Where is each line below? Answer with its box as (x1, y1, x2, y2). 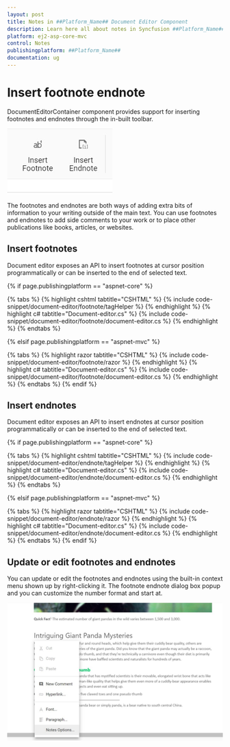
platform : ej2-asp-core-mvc (7, 33, 88, 40)
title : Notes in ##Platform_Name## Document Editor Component (7, 18, 188, 25)
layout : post (7, 11, 44, 18)
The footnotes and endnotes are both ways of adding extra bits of (7, 201, 193, 209)
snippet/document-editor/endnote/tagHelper (7, 459, 133, 467)
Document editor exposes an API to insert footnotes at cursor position (7, 261, 204, 269)
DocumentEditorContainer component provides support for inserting (7, 107, 200, 116)
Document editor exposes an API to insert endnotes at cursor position (7, 418, 204, 426)
